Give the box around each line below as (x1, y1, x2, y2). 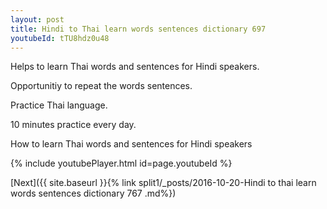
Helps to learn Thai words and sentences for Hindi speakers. (10, 61, 260, 73)
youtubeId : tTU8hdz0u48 (10, 33, 110, 43)
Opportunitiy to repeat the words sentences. (10, 80, 193, 92)
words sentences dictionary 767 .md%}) (10, 187, 177, 200)
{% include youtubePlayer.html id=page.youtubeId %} (10, 157, 233, 170)
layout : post (10, 14, 65, 25)
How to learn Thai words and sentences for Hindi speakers (10, 138, 253, 150)
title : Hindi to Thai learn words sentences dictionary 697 (10, 24, 267, 34)
